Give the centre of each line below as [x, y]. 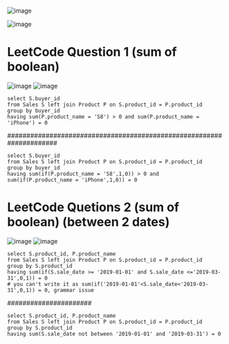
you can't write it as [46, 284]
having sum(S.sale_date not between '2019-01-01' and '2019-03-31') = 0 [114, 334]
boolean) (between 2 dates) [89, 222]
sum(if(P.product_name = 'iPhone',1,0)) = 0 [72, 180]
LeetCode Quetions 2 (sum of [93, 207]
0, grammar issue [69, 290]
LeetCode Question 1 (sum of [92, 52]
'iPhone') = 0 [28, 123]
